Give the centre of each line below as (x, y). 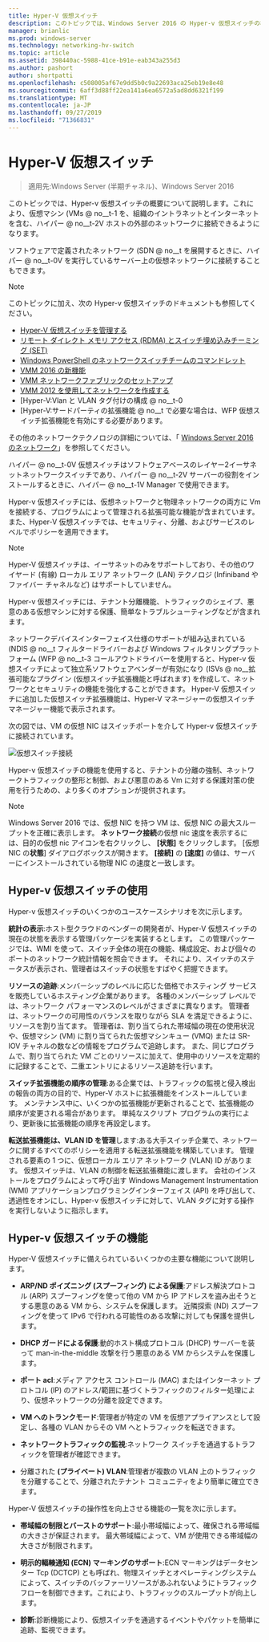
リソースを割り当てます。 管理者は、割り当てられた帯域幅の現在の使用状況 (131, 1026)
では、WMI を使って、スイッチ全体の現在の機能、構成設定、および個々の (135, 949)
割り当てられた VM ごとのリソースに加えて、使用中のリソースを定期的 (145, 1055)
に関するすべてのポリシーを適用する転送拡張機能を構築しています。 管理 (134, 1150)
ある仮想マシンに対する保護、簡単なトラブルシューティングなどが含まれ (141, 612)
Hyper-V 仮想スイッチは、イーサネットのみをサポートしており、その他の (128, 564)
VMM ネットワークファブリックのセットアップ (96, 380)
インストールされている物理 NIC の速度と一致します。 (110, 863)
